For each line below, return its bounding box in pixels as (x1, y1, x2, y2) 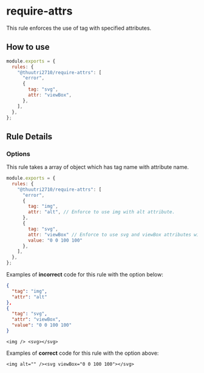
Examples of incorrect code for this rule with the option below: (6, 271, 164, 278)
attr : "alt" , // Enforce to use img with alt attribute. (28, 209, 175, 215)
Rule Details (6, 131, 53, 142)
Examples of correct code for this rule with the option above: (6, 349, 159, 357)
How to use (6, 42, 50, 52)
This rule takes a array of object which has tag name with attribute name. (6, 163, 189, 171)
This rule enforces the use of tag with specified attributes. (6, 24, 152, 32)
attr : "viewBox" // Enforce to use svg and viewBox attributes (28, 231, 191, 238)
